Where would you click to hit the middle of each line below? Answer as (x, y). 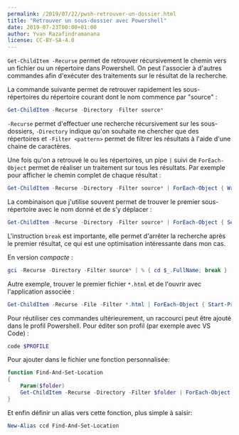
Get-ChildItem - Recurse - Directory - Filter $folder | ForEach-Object (126, 392)
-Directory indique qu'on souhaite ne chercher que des (117, 131)
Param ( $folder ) (43, 386)
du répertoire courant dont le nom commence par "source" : (129, 97)
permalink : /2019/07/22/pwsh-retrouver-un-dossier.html (92, 14)
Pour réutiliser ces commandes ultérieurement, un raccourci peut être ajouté (119, 318)
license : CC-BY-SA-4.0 (41, 41)
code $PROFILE (28, 346)
